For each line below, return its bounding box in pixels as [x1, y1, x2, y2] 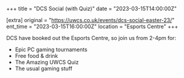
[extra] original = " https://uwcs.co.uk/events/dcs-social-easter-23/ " [6, 17, 175, 23]
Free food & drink [14, 52, 58, 59]
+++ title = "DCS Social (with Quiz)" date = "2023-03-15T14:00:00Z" [6, 5, 177, 12]
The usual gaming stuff [14, 65, 73, 72]
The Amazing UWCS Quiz [14, 59, 79, 65]
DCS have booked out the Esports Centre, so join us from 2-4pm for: [6, 35, 176, 41]
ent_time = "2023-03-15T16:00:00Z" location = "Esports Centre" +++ [6, 23, 179, 30]
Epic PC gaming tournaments [14, 46, 88, 53]
